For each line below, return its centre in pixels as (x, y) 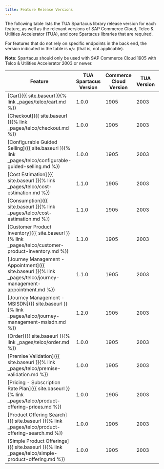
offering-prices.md (30, 407)
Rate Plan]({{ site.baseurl (36, 388)
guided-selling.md (29, 166)
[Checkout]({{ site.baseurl (37, 116)
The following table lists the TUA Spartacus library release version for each (81, 23)
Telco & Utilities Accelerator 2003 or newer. (49, 63)
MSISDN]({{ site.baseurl (35, 304)
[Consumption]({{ (28, 201)
